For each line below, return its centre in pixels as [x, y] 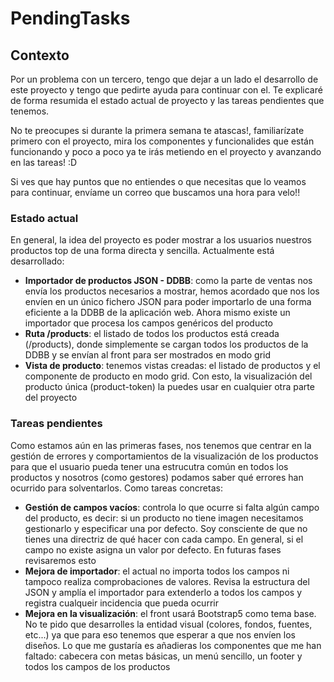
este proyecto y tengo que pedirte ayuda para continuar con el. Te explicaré [166, 90]
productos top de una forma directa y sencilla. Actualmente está [142, 251]
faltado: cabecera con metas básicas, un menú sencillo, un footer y [163, 656]
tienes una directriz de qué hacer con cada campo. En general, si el [164, 539]
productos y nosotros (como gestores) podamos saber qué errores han [157, 477]
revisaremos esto [60, 560]
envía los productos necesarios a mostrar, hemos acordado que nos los [172, 291]
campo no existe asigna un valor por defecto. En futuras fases [153, 549]
